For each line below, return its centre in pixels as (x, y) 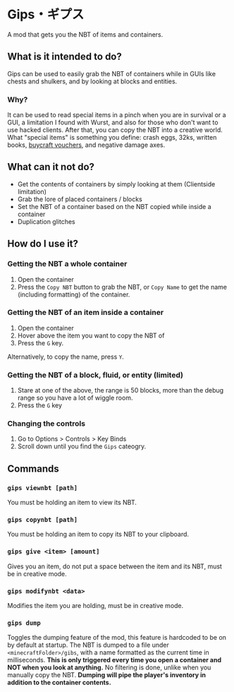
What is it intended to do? (64, 57)
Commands (33, 469)
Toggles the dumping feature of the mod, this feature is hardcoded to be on (117, 638)
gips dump (24, 623)
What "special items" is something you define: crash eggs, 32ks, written (112, 138)
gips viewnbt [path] (43, 488)
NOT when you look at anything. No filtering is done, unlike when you (109, 667)
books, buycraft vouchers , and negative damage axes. (86, 145)
